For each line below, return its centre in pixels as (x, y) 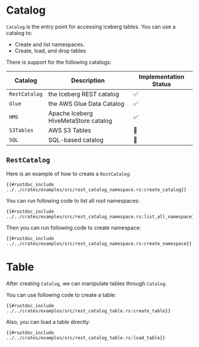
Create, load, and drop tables (50, 50)
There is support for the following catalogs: (59, 62)
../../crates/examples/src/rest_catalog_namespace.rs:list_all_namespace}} (102, 216)
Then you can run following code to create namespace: (73, 228)
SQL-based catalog (76, 140)
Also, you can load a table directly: (48, 322)
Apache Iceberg (70, 113)
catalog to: (19, 33)
